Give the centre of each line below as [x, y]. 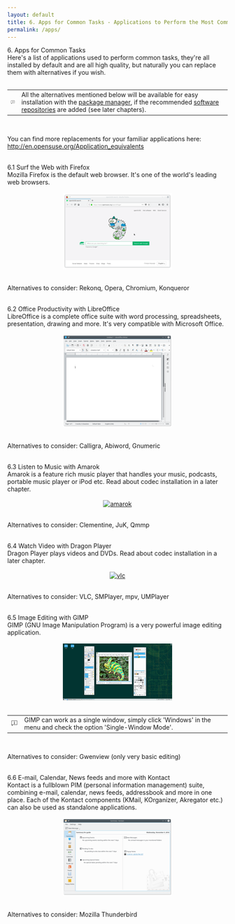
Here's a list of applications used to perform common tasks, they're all [108, 58]
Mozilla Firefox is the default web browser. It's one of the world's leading [112, 174]
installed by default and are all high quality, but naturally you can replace [112, 65]
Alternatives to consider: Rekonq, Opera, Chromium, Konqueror [99, 287]
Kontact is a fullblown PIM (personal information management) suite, [106, 785]
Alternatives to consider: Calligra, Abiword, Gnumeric [84, 446]
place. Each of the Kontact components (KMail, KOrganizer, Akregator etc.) [115, 799]
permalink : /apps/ [34, 29]
